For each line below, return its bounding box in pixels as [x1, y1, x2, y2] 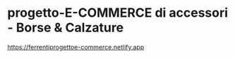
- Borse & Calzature [7, 20, 124, 36]
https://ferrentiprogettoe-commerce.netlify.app [7, 43, 145, 51]
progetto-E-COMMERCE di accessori [7, 5, 228, 21]
